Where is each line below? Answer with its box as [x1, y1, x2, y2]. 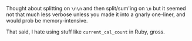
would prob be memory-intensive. [6, 17, 88, 24]
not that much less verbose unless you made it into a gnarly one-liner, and [6, 11, 186, 18]
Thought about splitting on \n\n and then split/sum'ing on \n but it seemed [6, 5, 186, 12]
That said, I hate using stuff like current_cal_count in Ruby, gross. [6, 28, 166, 35]
